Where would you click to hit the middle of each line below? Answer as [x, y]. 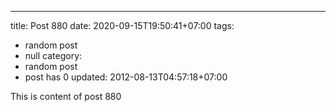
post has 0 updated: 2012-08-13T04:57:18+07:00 [126, 77]
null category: [53, 55]
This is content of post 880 [66, 96]
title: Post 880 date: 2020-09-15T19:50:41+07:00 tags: [122, 25]
